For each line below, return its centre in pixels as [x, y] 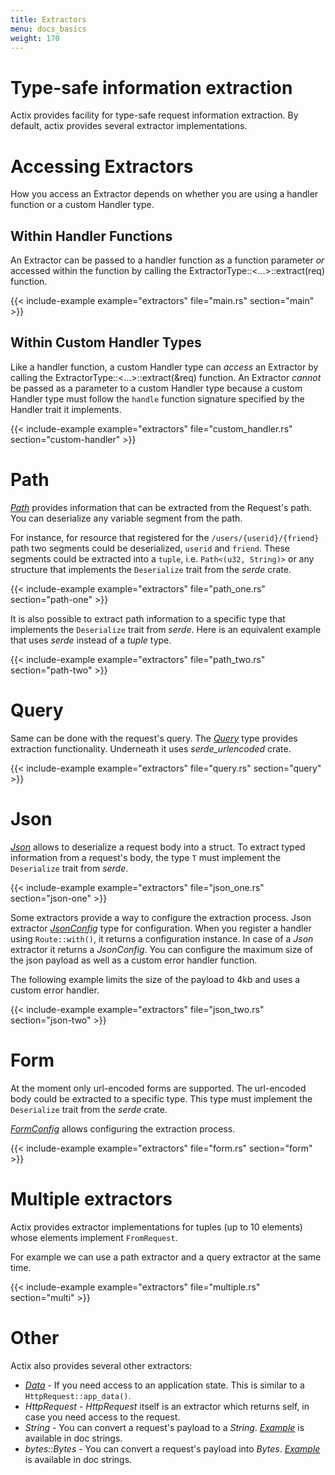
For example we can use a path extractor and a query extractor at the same [166, 1257]
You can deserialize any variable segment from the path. [126, 518]
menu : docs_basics [48, 29]
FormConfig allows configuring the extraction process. [123, 1128]
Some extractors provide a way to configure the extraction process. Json [161, 917]
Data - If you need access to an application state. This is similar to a [164, 1385]
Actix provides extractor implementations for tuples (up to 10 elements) [156, 1227]
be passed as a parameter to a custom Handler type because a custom [156, 388]
